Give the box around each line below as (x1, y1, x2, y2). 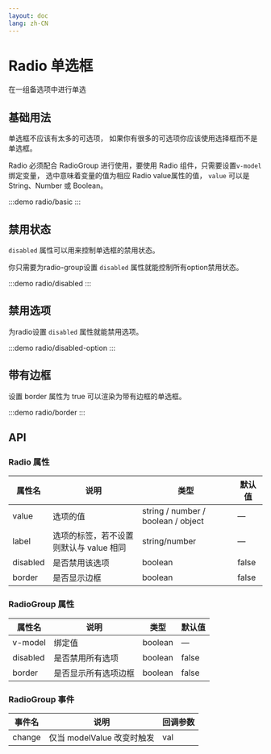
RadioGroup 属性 (8, 598, 75, 610)
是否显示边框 (52, 573, 102, 584)
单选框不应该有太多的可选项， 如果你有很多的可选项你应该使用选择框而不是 (8, 134, 258, 144)
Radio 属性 (8, 456, 50, 468)
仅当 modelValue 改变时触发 (48, 731, 155, 743)
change (12, 731, 42, 743)
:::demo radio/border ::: (8, 407, 86, 417)
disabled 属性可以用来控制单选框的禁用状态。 (8, 245, 160, 255)
